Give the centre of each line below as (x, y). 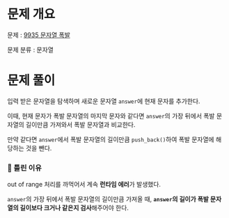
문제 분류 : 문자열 (31, 49)
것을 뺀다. (39, 148)
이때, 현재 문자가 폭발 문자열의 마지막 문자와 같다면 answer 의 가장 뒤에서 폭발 (111, 116)
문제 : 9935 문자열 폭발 (39, 35)
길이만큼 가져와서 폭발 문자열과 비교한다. (80, 124)
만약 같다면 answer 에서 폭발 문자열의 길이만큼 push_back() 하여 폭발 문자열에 (111, 139)
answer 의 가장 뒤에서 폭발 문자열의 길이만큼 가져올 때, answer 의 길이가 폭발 (108, 199)
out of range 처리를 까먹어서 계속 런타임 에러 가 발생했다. (84, 185)
